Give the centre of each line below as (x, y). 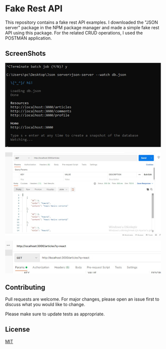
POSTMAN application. (28, 38)
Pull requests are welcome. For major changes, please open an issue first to (82, 299)
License (18, 329)
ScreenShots (25, 54)
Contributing (25, 287)
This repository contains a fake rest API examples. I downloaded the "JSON (82, 22)
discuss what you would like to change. (45, 305)
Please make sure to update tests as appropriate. (55, 314)
